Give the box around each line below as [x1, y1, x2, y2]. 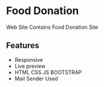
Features [6, 41, 39, 51]
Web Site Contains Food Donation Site [6, 24, 99, 31]
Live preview [14, 62, 46, 69]
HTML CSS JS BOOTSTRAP [14, 69, 82, 76]
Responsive [14, 56, 43, 63]
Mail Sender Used [14, 75, 58, 82]
